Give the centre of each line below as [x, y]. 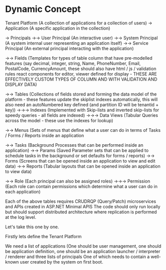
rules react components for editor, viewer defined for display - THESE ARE [81, 74]
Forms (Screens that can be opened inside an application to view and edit [80, 161]
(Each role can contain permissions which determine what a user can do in [81, 186]
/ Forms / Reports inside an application [45, 135]
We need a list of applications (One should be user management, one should [83, 246]
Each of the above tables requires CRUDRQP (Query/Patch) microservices [81, 201]
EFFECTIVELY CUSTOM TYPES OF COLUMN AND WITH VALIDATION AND [81, 79]
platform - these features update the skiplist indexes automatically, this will [81, 99]
